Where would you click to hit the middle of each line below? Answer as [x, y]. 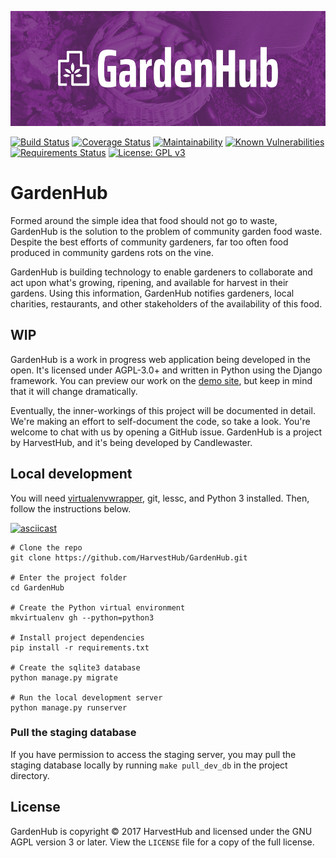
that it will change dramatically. [74, 391]
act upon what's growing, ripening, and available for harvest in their [149, 282]
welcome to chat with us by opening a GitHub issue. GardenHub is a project [166, 432]
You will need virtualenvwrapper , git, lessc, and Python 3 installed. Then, [160, 498]
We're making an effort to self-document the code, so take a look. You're [160, 421]
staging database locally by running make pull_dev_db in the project [149, 765]
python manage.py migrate [64, 677]
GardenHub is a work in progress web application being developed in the [160, 359]
